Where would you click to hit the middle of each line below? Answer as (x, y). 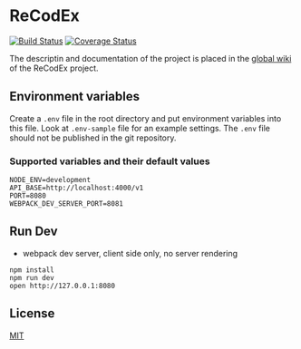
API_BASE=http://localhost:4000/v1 (77, 188)
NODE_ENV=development (50, 180)
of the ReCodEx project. (54, 68)
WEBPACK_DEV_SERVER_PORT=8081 (67, 204)
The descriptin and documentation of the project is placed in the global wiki (150, 58)
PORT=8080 (28, 196)
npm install (32, 270)
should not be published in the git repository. (93, 138)
